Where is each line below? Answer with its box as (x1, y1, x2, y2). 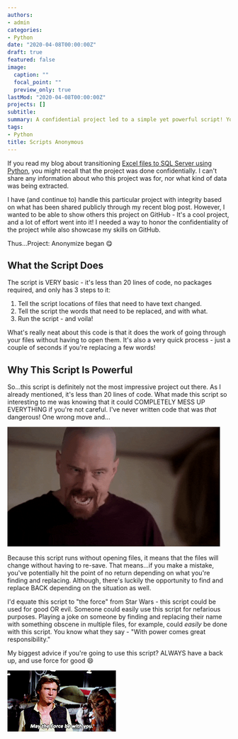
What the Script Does (7, 259, 104, 271)
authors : (7, 11, 33, 18)
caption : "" (13, 71, 50, 78)
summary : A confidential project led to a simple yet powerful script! (7, 116, 223, 123)
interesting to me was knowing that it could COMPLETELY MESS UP (7, 397, 205, 407)
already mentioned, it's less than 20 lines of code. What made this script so (7, 390, 227, 399)
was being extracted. (7, 181, 69, 190)
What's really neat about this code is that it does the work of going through (7, 328, 227, 337)
